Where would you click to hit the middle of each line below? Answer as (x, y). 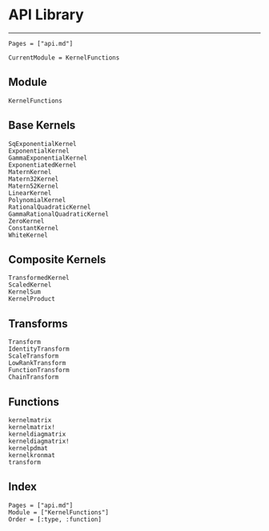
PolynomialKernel (37, 200)
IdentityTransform (39, 349)
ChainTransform (34, 377)
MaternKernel (30, 172)
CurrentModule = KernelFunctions (64, 58)
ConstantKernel (34, 228)
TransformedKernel (39, 278)
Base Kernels (42, 126)
